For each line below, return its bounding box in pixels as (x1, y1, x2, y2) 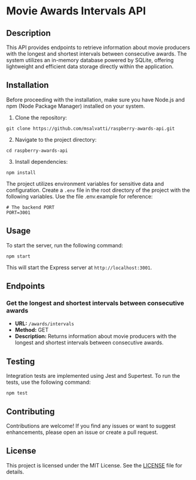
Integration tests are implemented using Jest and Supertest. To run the (6, 372, 180, 380)
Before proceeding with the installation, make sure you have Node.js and (6, 96, 185, 103)
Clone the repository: (14, 114, 68, 121)
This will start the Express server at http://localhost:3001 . (6, 264, 152, 271)
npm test (6, 390, 28, 396)
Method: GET (14, 326, 49, 334)
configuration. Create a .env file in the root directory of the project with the (6, 187, 190, 194)
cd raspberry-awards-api (6, 148, 68, 154)
